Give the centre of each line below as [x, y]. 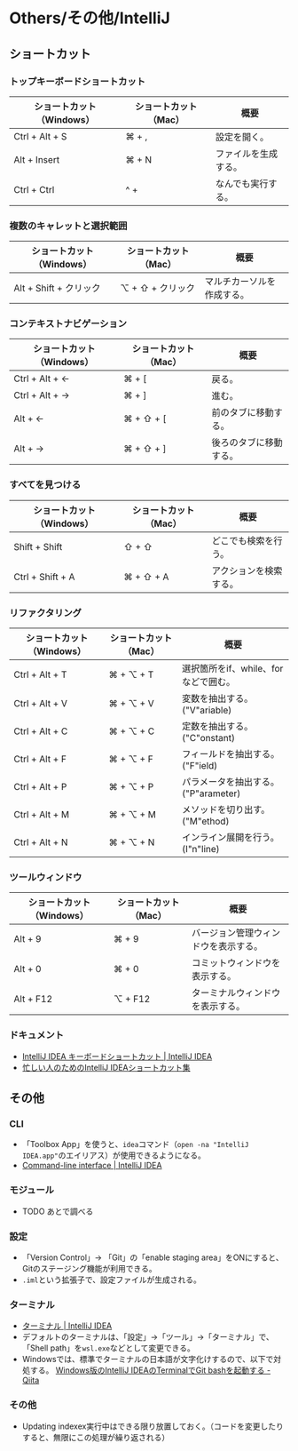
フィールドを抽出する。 [231, 754]
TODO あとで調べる [58, 1211]
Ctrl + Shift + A [44, 577]
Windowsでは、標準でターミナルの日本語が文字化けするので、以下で [148, 1359]
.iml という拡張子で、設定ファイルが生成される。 [111, 1280]
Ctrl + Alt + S [40, 136]
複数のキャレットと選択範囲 [68, 226]
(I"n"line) [200, 849]
